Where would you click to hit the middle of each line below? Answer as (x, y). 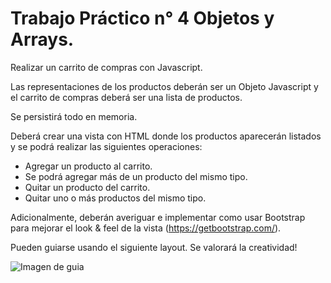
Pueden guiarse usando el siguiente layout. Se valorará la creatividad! (154, 247)
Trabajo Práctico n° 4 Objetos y (142, 18)
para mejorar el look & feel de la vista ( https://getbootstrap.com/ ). (146, 228)
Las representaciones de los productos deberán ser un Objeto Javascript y (164, 86)
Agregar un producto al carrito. (88, 166)
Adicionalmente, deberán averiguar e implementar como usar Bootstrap (158, 217)
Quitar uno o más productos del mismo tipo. (115, 198)
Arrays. (42, 39)
